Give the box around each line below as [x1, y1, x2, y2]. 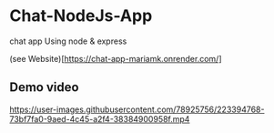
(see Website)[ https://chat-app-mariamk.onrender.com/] [9, 53, 222, 64]
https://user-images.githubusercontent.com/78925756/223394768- [9, 104, 265, 115]
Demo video [9, 79, 79, 96]
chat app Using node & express [9, 36, 127, 46]
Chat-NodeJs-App [9, 5, 153, 26]
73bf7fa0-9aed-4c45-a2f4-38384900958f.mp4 [9, 113, 190, 124]
